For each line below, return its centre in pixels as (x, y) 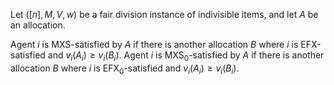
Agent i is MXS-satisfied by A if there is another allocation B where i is (154, 44)
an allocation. (38, 25)
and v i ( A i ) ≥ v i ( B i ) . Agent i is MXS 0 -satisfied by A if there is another (186, 56)
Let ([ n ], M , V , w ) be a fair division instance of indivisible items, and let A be (164, 14)
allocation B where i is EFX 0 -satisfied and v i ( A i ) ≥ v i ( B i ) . (125, 69)
